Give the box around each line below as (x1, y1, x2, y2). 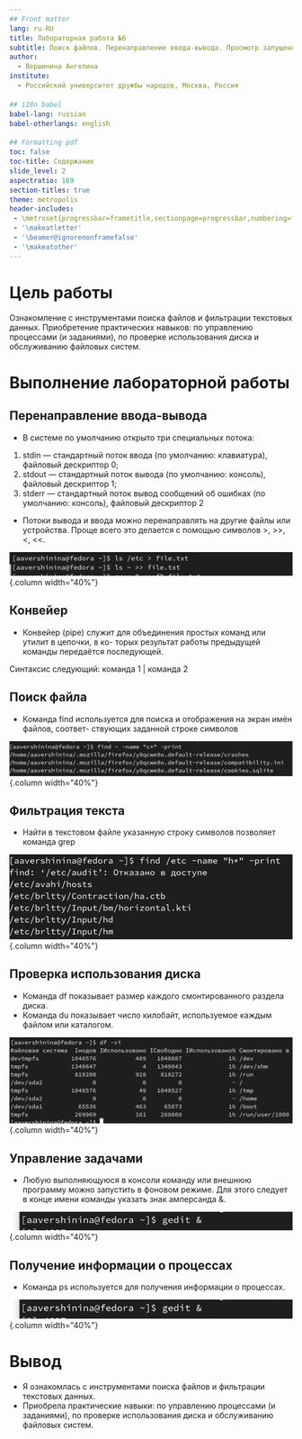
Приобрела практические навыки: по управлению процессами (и (22, 1400, 276, 1411)
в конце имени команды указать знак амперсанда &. (22, 1194, 226, 1205)
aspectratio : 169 (9, 176, 75, 185)
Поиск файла (9, 690, 87, 705)
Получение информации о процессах (9, 1257, 233, 1273)
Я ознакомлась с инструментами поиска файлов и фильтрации (22, 1380, 265, 1391)
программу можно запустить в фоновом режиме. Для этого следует (22, 1184, 289, 1195)
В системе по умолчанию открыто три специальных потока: (22, 432, 254, 443)
